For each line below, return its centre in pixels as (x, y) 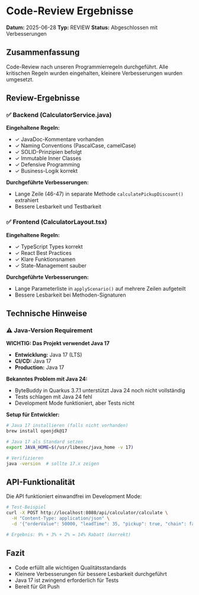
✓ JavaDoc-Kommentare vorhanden (59, 139)
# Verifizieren (25, 458)
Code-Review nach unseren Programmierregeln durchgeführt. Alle (87, 67)
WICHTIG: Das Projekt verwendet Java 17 (58, 344)
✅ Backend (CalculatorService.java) (59, 115)
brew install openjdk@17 (37, 431)
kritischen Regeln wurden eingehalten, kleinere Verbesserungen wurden (94, 73)
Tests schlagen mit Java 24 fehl (54, 397)
